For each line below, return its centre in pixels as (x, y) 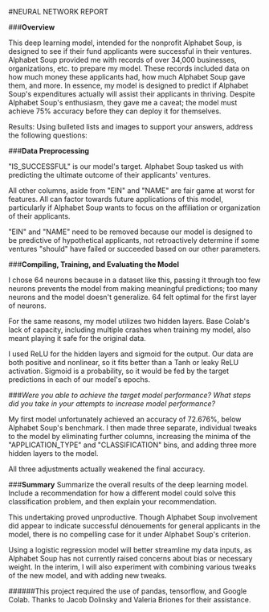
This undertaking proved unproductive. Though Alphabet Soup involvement (133, 517)
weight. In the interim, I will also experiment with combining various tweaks (132, 567)
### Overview (32, 27)
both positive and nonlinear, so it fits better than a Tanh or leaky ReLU (124, 362)
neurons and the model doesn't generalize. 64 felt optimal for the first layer (132, 297)
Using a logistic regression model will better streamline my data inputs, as (130, 550)
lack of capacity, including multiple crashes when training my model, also (130, 330)
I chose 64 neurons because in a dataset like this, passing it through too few (134, 280)
